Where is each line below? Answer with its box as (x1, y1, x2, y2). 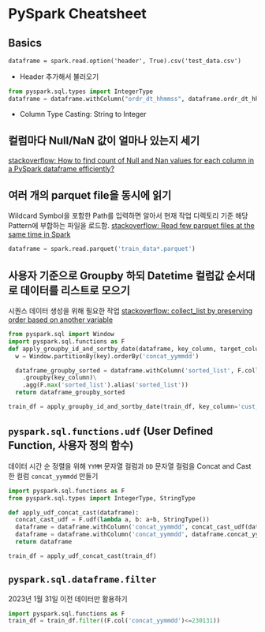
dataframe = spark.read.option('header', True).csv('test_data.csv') (8, 57, 242, 65)
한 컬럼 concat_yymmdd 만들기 (8, 471, 99, 481)
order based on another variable (8, 315, 113, 324)
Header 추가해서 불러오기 (19, 72, 99, 81)
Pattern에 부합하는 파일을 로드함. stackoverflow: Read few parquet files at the (8, 221, 255, 230)
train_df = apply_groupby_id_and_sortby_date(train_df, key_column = (8, 403, 238, 411)
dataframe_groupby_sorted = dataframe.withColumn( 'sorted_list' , (15, 366, 235, 375)
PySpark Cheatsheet (8, 5, 147, 23)
